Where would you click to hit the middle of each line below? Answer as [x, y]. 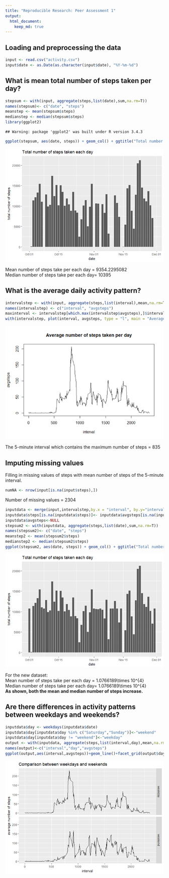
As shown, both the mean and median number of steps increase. [74, 691]
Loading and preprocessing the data [63, 48]
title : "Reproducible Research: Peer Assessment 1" [60, 11]
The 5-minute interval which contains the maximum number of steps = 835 [83, 447]
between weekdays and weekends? [62, 715]
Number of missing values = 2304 [41, 500]
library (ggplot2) [23, 122]
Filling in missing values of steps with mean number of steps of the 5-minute [84, 475]
